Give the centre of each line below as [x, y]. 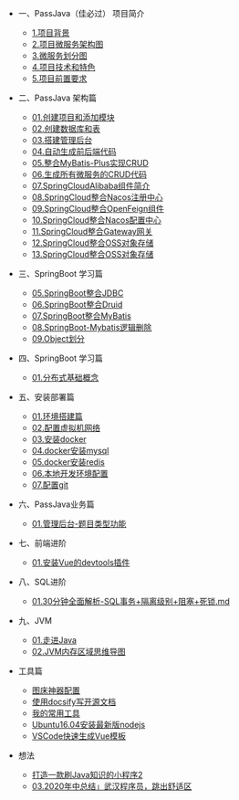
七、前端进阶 [42, 543]
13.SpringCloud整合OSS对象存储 [93, 254]
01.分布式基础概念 [65, 378]
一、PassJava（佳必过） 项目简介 [81, 13]
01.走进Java [54, 640]
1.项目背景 [51, 33]
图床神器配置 [56, 690]
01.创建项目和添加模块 [73, 117]
